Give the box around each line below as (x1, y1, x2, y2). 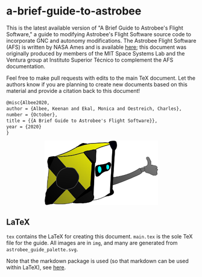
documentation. (6, 62, 46, 70)
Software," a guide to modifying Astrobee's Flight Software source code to (6, 30, 192, 37)
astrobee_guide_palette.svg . (6, 246, 78, 253)
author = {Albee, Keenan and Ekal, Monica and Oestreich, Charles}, (6, 106, 182, 112)
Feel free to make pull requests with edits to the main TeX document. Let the (6, 74, 196, 81)
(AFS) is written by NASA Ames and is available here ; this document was (6, 43, 187, 51)
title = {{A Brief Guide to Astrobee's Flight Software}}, (6, 118, 158, 124)
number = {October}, (6, 112, 58, 118)
